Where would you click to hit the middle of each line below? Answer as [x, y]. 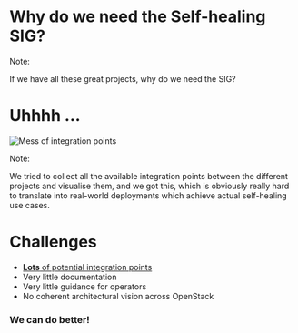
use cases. [30, 205]
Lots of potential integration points [87, 267]
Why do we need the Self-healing [138, 17]
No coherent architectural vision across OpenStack [118, 296]
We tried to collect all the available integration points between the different [149, 176]
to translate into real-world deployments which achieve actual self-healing [149, 195]
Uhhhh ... [45, 116]
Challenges [53, 242]
